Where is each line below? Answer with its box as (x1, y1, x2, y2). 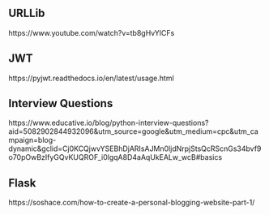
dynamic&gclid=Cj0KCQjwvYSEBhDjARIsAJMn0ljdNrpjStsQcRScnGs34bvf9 (8, 144, 262, 153)
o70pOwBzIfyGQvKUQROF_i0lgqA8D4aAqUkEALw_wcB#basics (8, 153, 223, 162)
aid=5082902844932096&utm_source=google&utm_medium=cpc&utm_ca (8, 127, 259, 136)
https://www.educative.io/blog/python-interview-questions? (8, 118, 209, 128)
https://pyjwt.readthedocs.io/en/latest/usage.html (8, 73, 174, 83)
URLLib (8, 6, 45, 20)
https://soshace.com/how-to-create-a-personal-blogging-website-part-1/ (8, 198, 255, 208)
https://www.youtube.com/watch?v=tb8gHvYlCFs (8, 28, 175, 37)
